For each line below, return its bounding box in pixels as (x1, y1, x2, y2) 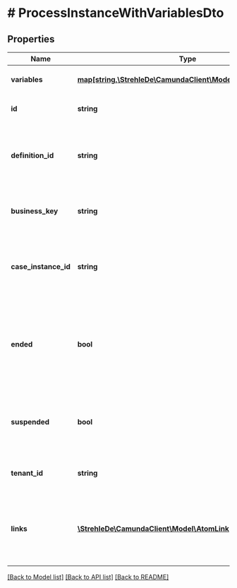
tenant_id (11, 468, 44, 478)
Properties (7, 33, 55, 45)
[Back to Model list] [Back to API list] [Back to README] (7, 573, 169, 581)
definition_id (11, 150, 54, 160)
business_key (11, 206, 59, 216)
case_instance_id (11, 262, 71, 271)
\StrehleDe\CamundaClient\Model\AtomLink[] (77, 524, 235, 534)
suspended (11, 417, 50, 426)
